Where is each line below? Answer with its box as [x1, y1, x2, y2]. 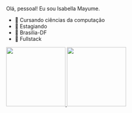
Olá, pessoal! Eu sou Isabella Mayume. [6, 5, 101, 12]
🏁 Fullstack [14, 35, 42, 42]
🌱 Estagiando [14, 23, 47, 30]
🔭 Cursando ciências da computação [14, 17, 105, 23]
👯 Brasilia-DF [14, 29, 47, 36]
